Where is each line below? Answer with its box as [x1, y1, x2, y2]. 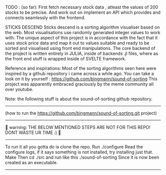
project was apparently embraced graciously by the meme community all [5, 81, 154, 87]
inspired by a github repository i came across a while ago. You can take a [5, 71, 154, 76]
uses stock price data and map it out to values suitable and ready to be [5, 40, 150, 46]
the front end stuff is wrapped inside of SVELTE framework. [5, 56, 126, 61]
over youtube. [5, 87, 34, 92]
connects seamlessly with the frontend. [5, 15, 85, 20]
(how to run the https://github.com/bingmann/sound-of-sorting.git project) [5, 110, 157, 116]
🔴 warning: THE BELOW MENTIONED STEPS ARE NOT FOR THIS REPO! [5, 125, 151, 130]
